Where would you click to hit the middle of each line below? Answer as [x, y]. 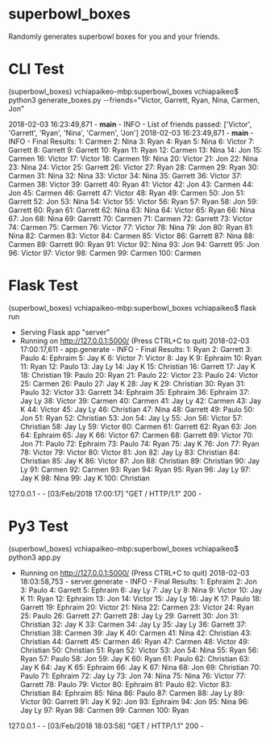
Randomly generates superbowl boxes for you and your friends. [114, 36]
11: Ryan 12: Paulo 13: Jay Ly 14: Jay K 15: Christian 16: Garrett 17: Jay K [138, 366]
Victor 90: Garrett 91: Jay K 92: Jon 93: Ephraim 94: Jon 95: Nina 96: [135, 701]
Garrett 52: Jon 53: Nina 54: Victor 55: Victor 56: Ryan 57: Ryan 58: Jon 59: [133, 201]
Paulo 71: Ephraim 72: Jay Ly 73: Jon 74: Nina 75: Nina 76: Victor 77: [133, 676]
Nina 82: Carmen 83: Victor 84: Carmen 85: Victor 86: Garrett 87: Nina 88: [132, 236]
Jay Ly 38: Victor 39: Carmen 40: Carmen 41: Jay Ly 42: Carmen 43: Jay [141, 400]
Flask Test [43, 285]
